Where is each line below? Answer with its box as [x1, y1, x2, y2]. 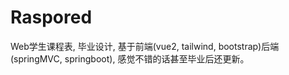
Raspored [10, 6, 93, 29]
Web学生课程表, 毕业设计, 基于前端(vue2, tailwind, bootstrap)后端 [10, 40, 280, 52]
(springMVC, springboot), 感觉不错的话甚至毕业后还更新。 [10, 52, 250, 65]
